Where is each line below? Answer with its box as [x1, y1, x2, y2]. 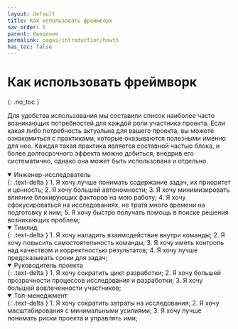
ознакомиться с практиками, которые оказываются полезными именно [7, 134, 226, 142]
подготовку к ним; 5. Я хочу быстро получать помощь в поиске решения [7, 207, 229, 217]
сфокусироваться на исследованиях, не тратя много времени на [7, 200, 206, 209]
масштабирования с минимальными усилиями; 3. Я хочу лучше [7, 306, 202, 315]
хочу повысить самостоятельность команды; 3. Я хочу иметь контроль [7, 238, 225, 247]
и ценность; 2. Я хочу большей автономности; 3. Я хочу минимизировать [7, 185, 230, 194]
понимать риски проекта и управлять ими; [7, 313, 138, 322]
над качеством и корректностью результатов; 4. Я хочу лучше [7, 246, 198, 254]
